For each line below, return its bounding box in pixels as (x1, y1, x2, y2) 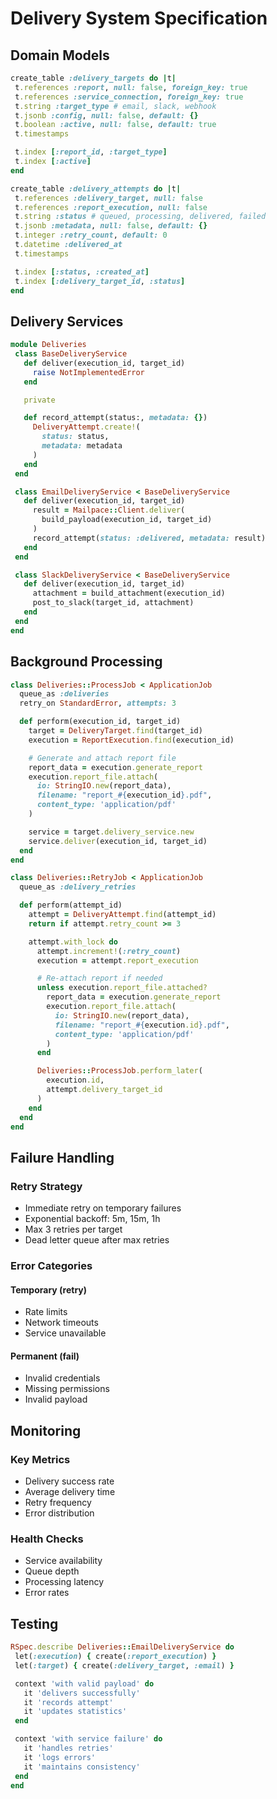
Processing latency (24, 1576, 105, 1588)
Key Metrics (10, 1452, 71, 1466)
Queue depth (24, 1565, 80, 1577)
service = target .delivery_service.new (28, 827, 195, 837)
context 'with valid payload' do (14, 1678, 155, 1689)
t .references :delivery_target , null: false (14, 193, 203, 203)
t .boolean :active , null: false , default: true (14, 120, 217, 130)
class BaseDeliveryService (14, 349, 128, 359)
